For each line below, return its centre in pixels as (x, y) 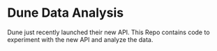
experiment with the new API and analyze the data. (80, 39)
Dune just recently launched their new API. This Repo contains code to (109, 32)
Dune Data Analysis (66, 13)
